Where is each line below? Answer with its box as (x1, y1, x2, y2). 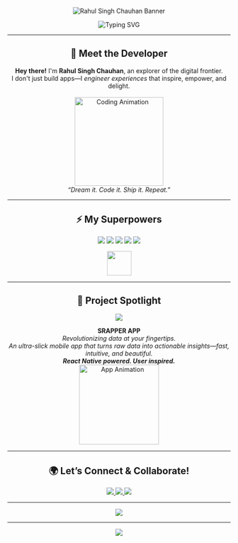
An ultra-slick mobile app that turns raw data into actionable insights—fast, (8, 341, 229, 351)
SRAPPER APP (97, 327, 141, 335)
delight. (108, 82, 130, 90)
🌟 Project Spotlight (76, 295, 161, 307)
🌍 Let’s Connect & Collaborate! (48, 465, 190, 477)
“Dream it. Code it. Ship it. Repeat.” (67, 185, 171, 194)
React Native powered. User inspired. (62, 357, 176, 366)
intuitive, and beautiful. (85, 349, 153, 358)
